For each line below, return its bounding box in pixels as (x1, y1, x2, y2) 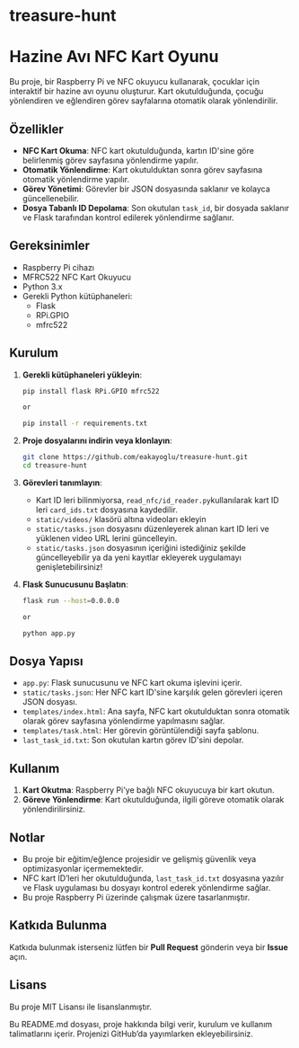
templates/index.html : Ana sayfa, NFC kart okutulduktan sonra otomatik (22, 706, 290, 717)
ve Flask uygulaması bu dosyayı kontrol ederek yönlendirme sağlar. (22, 883, 271, 893)
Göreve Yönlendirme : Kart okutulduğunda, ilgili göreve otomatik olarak (22, 795, 285, 805)
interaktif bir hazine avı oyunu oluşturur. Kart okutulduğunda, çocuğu (9, 86, 264, 97)
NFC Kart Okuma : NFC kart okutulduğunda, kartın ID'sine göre (22, 145, 254, 155)
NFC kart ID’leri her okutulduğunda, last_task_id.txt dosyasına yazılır (22, 873, 285, 884)
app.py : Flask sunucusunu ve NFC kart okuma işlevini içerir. (22, 678, 242, 688)
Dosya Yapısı (9, 653, 84, 669)
